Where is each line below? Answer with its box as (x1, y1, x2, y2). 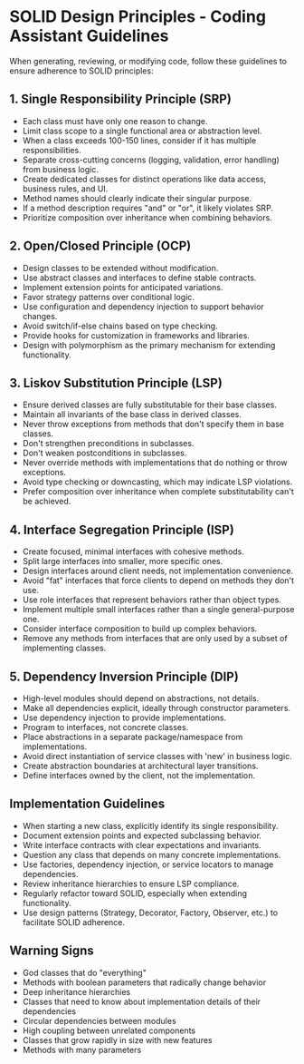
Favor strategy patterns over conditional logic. (22, 291, 195, 302)
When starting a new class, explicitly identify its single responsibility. (22, 820, 279, 831)
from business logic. (22, 163, 100, 174)
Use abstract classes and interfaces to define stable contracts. (22, 272, 257, 283)
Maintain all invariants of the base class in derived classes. (22, 409, 242, 420)
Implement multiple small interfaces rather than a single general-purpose (22, 604, 295, 615)
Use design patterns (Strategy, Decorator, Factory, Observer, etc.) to (22, 907, 279, 918)
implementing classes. (22, 642, 107, 654)
